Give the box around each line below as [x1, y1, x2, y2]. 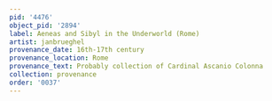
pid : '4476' [9, 12, 53, 22]
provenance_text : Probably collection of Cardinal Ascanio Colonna [9, 62, 264, 71]
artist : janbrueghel [9, 37, 86, 47]
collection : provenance [9, 70, 97, 79]
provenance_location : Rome [9, 54, 109, 62]
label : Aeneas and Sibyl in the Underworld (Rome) [9, 29, 200, 38]
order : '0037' [9, 78, 62, 87]
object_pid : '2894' [9, 21, 82, 30]
